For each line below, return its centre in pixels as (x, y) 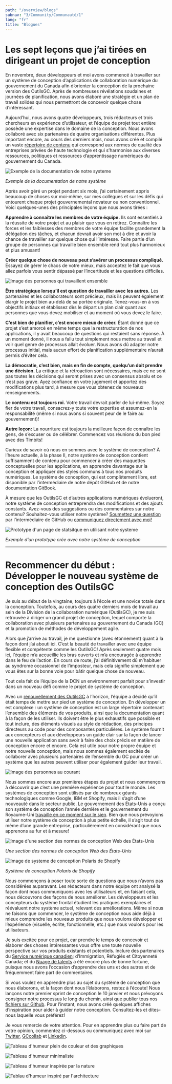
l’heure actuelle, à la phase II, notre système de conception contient (77, 455)
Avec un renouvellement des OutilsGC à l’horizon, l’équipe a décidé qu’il (81, 697)
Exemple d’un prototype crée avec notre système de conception (73, 540)
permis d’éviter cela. (27, 355)
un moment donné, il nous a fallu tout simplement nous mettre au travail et (84, 339)
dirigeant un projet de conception (78, 61)
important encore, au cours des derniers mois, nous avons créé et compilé (84, 140)
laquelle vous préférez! (41, 1015)
